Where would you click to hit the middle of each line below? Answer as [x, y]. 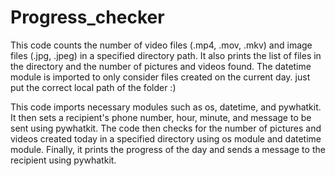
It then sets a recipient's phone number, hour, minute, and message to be [161, 117]
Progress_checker [87, 17]
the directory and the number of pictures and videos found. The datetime [161, 66]
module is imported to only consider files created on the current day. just [160, 77]
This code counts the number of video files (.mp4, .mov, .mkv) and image [161, 45]
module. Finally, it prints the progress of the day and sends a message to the [168, 149]
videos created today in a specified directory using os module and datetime [166, 138]
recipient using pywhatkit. [63, 160]
